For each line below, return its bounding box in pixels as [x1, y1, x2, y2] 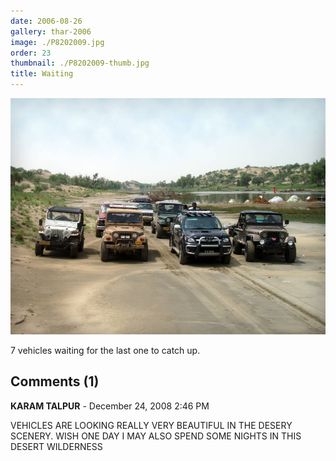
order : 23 [10, 48, 52, 58]
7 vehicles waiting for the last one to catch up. [10, 345, 201, 356]
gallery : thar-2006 [10, 26, 92, 37]
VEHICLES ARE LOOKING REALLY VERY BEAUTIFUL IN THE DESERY [10, 419, 293, 431]
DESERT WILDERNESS [10, 440, 103, 452]
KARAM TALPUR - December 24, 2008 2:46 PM [10, 400, 210, 412]
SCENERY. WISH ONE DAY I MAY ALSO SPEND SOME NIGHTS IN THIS [10, 430, 302, 442]
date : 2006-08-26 [10, 16, 83, 26]
